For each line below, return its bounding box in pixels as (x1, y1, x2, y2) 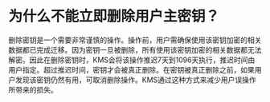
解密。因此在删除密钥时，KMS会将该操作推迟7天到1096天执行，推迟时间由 (8, 55, 256, 65)
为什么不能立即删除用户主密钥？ (8, 7, 220, 25)
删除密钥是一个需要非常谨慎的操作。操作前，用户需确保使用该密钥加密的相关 (8, 35, 262, 45)
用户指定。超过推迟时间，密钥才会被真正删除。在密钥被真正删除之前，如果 (8, 65, 255, 74)
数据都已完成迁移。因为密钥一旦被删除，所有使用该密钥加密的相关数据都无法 (8, 45, 262, 54)
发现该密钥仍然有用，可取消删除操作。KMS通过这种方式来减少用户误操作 (14, 75, 257, 84)
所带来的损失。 (8, 84, 58, 94)
